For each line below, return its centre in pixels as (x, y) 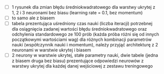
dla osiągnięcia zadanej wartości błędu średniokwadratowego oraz (79, 29)
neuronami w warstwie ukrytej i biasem (51, 50)
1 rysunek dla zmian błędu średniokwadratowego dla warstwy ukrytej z (83, 7)
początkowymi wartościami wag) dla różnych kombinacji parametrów (82, 39)
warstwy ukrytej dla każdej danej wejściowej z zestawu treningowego (82, 66)
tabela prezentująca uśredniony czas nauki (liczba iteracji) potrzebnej (82, 24)
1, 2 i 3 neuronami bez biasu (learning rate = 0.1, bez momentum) (77, 13)
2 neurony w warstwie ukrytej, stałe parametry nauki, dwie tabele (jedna (85, 55)
